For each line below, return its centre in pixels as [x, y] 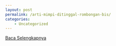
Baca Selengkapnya [26, 38]
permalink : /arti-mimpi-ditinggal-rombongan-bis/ [58, 14]
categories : [18, 19]
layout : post [19, 10]
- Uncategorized [31, 24]
